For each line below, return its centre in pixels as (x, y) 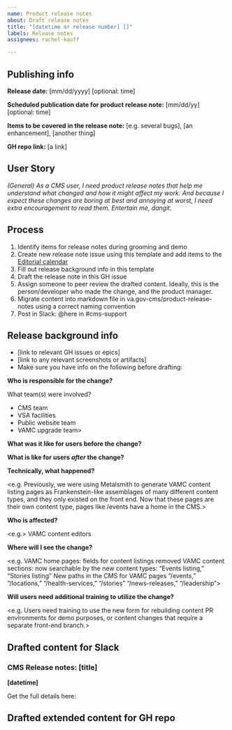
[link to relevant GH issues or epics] (69, 352)
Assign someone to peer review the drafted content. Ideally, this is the (118, 283)
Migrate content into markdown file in (71, 299)
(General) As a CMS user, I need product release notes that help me (105, 185)
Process (26, 230)
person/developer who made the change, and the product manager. (115, 291)
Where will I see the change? (50, 547)
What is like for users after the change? (66, 457)
